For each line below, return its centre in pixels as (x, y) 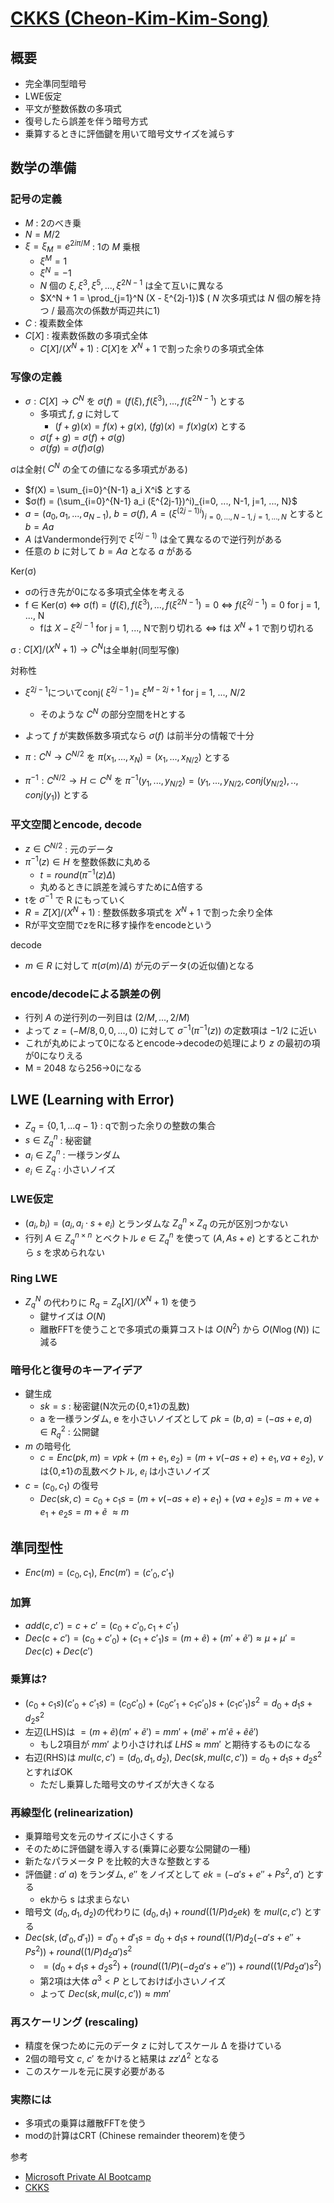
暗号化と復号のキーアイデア (76, 1370)
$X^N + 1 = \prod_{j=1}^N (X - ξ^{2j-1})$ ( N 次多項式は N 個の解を (176, 298)
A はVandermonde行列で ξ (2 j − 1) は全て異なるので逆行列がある (153, 538)
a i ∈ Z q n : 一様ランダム (72, 1155)
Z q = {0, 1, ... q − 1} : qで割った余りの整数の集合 (120, 1126)
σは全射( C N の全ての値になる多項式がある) (99, 468)
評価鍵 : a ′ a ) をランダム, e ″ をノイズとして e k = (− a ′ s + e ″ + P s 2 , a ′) (164, 1873)
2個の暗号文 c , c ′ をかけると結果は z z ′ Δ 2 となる (122, 2057)
